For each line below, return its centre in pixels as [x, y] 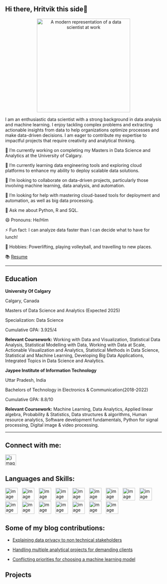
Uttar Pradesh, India [26, 380]
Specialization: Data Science [34, 320]
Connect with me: [33, 445]
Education [21, 279]
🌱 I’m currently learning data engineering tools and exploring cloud [74, 165]
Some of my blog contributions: [55, 528]
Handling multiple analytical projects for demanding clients [73, 550]
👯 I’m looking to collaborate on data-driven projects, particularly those [77, 180]
